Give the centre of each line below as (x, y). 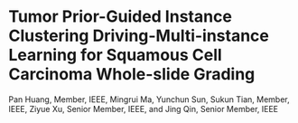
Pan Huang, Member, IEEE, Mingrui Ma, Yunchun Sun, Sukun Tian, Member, (149, 99)
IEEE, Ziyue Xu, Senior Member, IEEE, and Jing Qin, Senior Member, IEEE (144, 109)
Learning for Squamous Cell (115, 55)
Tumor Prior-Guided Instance (120, 17)
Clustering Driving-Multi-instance (139, 36)
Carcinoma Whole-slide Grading (132, 75)
